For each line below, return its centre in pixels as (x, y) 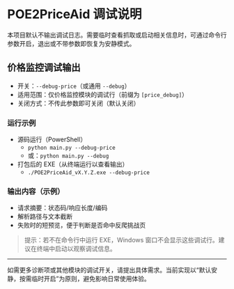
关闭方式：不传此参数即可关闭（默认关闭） (78, 103)
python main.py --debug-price (72, 148)
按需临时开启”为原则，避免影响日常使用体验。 (85, 279)
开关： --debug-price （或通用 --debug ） (74, 86)
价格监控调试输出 (44, 68)
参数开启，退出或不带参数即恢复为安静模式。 (71, 43)
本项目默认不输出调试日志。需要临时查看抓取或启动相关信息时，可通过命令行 (117, 35)
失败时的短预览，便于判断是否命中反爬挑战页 (81, 225)
